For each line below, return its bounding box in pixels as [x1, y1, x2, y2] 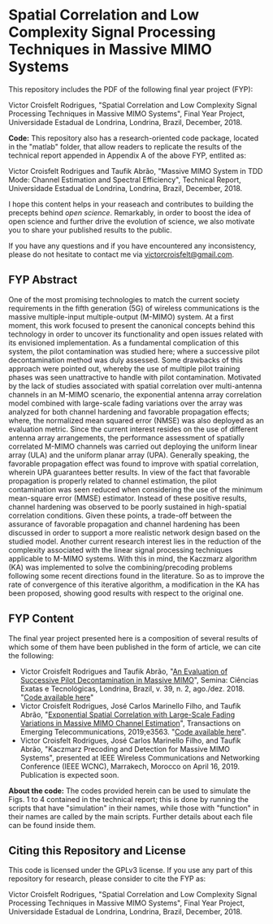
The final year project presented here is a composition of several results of [8, 633, 258, 643]
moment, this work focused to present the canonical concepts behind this [8, 320, 256, 330]
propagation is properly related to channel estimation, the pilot [8, 475, 217, 485]
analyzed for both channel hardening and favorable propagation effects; [8, 406, 250, 416]
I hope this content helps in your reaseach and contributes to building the [8, 199, 254, 209]
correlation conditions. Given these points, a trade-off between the [8, 510, 232, 520]
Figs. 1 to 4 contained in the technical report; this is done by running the [8, 794, 249, 804]
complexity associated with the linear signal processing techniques [8, 544, 233, 554]
